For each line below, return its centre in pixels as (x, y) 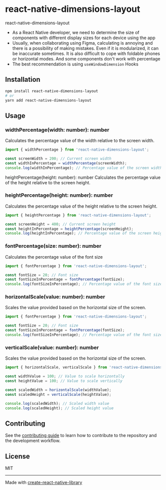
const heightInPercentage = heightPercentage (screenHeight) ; (69, 229)
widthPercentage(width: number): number (57, 130)
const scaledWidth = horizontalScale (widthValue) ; (58, 390)
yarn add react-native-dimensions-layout (48, 100)
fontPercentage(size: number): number (53, 246)
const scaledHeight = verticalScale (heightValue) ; (58, 394)
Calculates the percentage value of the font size (54, 257)
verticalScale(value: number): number (52, 347)
